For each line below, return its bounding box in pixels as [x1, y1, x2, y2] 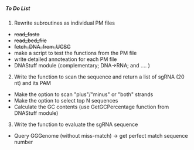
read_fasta [13, 30, 40, 37]
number [13, 138, 33, 145]
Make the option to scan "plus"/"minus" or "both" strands [13, 91, 154, 98]
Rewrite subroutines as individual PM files [13, 19, 115, 26]
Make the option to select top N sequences [13, 97, 118, 104]
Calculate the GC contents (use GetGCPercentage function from [13, 103, 169, 110]
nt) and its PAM [13, 79, 51, 86]
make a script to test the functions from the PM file [13, 49, 137, 56]
